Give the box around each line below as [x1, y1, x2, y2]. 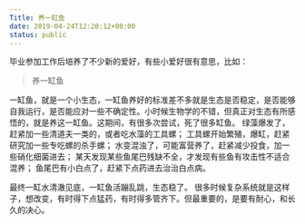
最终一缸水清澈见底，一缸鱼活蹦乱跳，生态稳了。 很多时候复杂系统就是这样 [9, 182, 290, 193]
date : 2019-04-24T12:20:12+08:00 [9, 22, 136, 31]
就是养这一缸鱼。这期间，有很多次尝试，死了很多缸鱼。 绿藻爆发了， [33, 117, 290, 128]
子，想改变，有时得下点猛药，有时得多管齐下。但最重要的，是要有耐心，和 [9, 193, 288, 204]
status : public [9, 30, 67, 39]
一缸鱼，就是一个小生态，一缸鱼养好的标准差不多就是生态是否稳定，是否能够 [9, 94, 296, 105]
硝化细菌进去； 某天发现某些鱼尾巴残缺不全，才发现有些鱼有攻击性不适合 [16, 151, 290, 162]
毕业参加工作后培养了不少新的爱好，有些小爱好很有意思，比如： [9, 56, 248, 67]
